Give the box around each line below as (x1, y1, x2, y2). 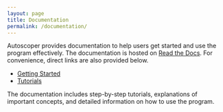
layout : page (7, 10, 45, 17)
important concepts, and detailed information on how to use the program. (7, 98, 215, 106)
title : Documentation (7, 16, 69, 23)
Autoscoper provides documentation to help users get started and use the (7, 42, 217, 50)
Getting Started (16, 69, 60, 78)
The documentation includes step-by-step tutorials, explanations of (7, 90, 198, 98)
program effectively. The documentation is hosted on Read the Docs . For (7, 49, 213, 57)
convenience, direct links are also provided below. (7, 56, 149, 65)
